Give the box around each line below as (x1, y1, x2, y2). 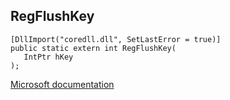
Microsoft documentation (10, 78, 115, 90)
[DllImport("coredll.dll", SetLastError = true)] (10, 34, 222, 44)
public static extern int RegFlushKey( (10, 43, 177, 53)
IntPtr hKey (23, 52, 74, 62)
